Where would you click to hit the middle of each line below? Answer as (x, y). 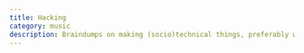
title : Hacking (38, 18)
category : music (40, 26)
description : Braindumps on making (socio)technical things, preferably (149, 34)
